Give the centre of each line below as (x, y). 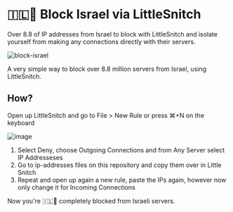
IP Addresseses (40, 157)
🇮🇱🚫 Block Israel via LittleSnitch (104, 14)
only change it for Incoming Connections (76, 187)
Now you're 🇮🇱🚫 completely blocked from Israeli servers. (91, 201)
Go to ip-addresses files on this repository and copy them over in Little (120, 165)
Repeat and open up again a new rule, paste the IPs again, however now (122, 180)
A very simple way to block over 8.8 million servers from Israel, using (107, 69)
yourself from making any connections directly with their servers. (101, 41)
